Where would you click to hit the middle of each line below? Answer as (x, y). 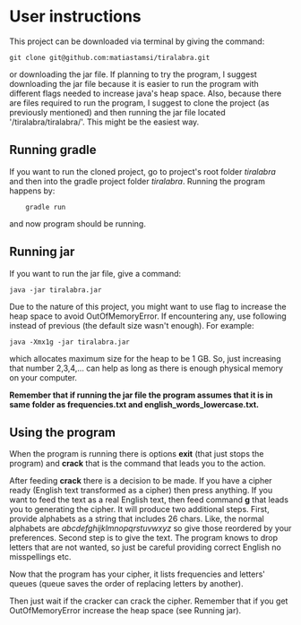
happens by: (32, 191)
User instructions (75, 17)
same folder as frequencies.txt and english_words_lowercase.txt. (134, 404)
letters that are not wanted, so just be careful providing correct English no (146, 547)
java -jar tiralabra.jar (56, 290)
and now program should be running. (77, 223)
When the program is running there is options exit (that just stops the (137, 454)
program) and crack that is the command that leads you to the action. (138, 464)
